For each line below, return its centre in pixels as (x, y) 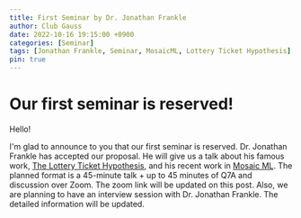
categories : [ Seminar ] (52, 43)
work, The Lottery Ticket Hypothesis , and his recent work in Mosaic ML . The (151, 165)
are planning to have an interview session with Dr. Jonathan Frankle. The (144, 194)
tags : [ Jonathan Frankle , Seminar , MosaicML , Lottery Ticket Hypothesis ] (150, 51)
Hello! (20, 129)
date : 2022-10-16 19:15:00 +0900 (72, 34)
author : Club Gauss (46, 26)
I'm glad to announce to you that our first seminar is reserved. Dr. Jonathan (148, 146)
